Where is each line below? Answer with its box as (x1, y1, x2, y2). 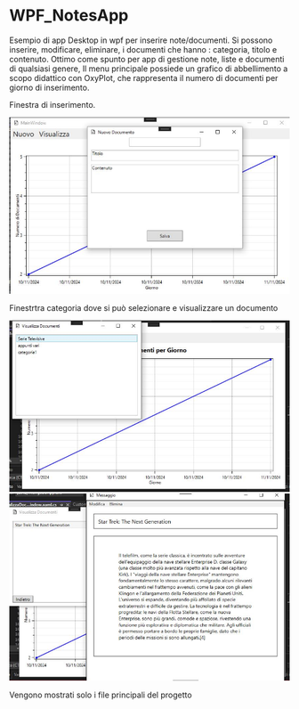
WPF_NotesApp (9, 5, 129, 26)
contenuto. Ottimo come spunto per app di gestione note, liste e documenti (9, 53, 285, 64)
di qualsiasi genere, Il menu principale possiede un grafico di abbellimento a (9, 63, 288, 74)
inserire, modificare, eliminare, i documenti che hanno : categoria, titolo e (9, 44, 278, 54)
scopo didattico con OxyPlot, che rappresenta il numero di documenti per (9, 72, 279, 83)
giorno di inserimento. (9, 82, 90, 93)
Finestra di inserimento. (9, 99, 96, 110)
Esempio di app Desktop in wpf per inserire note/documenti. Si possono (9, 35, 273, 45)
